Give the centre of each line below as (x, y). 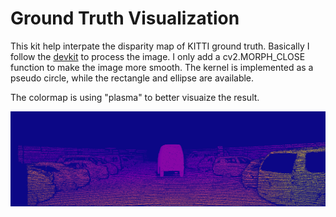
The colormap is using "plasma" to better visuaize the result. (135, 97)
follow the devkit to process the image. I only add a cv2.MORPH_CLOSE (158, 56)
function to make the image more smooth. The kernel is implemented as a (162, 67)
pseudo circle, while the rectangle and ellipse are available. (132, 78)
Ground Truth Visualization (125, 18)
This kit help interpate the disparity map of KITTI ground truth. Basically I (160, 46)
